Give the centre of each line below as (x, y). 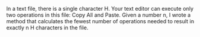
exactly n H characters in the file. (47, 27)
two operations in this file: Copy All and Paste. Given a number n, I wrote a (98, 15)
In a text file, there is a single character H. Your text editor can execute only (100, 9)
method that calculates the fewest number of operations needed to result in (100, 21)
